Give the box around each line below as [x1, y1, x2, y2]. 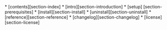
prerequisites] [4, 9, 33, 15]
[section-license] [4, 20, 40, 25]
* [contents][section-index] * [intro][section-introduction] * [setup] [4, 4, 142, 9]
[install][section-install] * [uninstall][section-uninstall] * [37, 9, 151, 15]
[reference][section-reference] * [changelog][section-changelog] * [4, 14, 143, 20]
